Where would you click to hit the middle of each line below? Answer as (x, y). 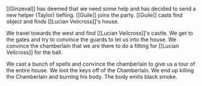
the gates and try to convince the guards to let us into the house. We (91, 39)
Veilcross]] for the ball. (34, 52)
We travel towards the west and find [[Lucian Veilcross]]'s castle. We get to (100, 33)
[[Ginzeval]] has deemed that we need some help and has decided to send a (101, 9)
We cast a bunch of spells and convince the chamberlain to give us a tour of (101, 64)
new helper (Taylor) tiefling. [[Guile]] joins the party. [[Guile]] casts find (94, 15)
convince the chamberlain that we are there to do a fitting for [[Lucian (93, 46)
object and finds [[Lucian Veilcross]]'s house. (63, 21)
